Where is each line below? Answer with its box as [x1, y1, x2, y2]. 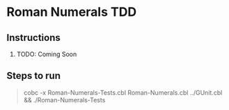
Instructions [6, 32, 61, 44]
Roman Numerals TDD [6, 4, 137, 20]
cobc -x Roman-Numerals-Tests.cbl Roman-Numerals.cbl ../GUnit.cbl [23, 88, 223, 97]
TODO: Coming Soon [16, 50, 77, 58]
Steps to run [6, 70, 61, 82]
